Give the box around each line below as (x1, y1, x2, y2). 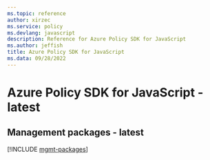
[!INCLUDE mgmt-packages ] (7, 145, 88, 153)
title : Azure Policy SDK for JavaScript (7, 49, 125, 56)
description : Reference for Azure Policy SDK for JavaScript (7, 36, 187, 43)
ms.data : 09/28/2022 (7, 55, 67, 62)
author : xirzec (7, 17, 51, 23)
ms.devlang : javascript (7, 29, 76, 37)
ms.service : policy (7, 23, 63, 30)
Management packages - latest (7, 127, 145, 139)
